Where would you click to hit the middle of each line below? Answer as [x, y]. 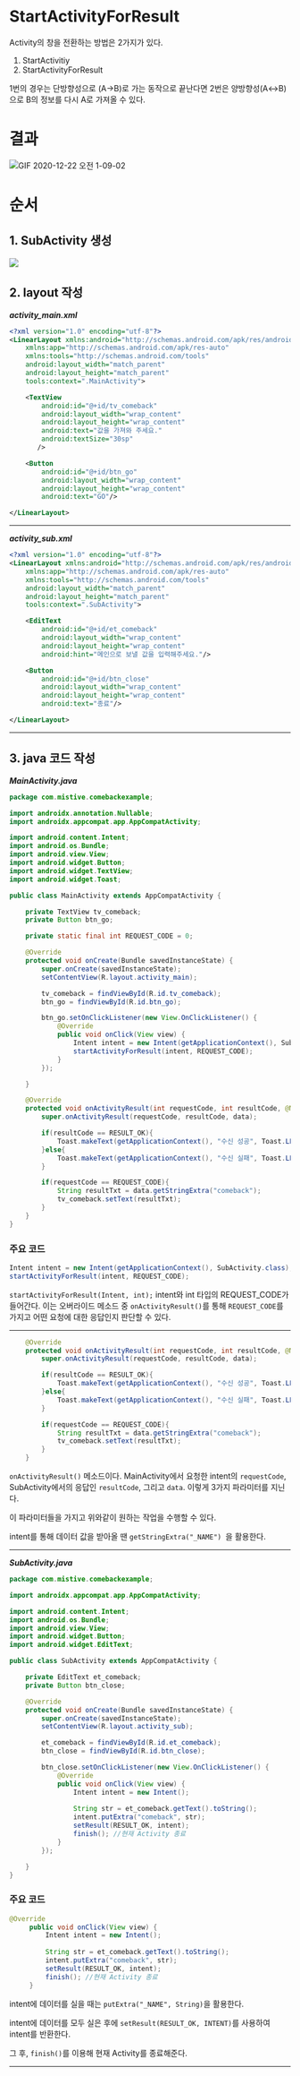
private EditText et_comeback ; [83, 1677]
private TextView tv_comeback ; [83, 912]
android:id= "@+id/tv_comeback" [100, 406]
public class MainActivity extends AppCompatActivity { [115, 896]
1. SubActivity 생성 [61, 240]
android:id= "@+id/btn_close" [96, 679]
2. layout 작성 [46, 293]
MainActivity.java [43, 780]
